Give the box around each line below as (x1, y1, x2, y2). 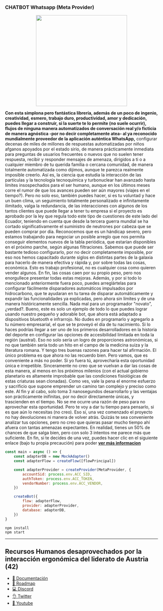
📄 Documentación (12, 576, 48, 581)
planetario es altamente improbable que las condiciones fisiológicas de (5, 373, 147, 379)
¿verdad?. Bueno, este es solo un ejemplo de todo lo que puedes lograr (5, 306, 148, 312)
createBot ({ (14, 494, 38, 499)
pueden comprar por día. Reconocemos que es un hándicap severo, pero (5, 229, 152, 234)
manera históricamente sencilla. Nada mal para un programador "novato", (5, 301, 152, 307)
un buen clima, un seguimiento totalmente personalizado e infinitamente (5, 198, 149, 204)
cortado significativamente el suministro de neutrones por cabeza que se (5, 224, 151, 230)
